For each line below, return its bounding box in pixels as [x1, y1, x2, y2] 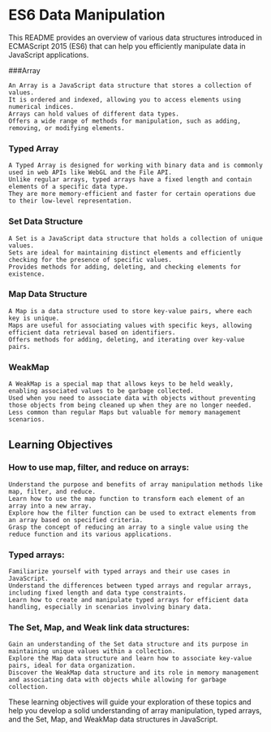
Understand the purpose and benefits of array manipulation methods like [8, 480, 264, 489]
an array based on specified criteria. [8, 516, 144, 524]
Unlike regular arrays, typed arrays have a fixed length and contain [8, 176, 252, 184]
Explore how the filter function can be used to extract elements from [8, 508, 256, 517]
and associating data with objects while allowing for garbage [8, 676, 227, 684]
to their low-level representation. [8, 197, 132, 205]
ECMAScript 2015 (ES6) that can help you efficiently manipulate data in [8, 41, 246, 50]
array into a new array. [8, 502, 92, 510]
